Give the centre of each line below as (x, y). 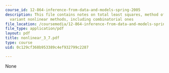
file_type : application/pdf (35, 29)
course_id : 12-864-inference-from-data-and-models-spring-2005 (73, 10)
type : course (19, 43)
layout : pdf (18, 33)
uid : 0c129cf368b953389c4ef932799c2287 (47, 47)
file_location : (21, 24)
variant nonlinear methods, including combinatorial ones (72, 19)
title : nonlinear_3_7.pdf (32, 38)
